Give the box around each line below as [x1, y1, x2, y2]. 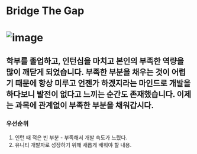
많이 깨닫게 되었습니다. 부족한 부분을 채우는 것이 [6, 67, 170, 77]
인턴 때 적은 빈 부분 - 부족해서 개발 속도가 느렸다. [14, 134, 128, 141]
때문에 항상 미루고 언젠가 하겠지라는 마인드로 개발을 [15, 78, 191, 88]
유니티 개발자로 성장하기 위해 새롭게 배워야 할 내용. [14, 142, 132, 149]
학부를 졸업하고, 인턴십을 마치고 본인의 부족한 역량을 [6, 56, 185, 66]
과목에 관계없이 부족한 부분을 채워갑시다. [15, 100, 154, 110]
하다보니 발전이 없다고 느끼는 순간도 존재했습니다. [6, 89, 176, 99]
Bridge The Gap [6, 4, 85, 18]
